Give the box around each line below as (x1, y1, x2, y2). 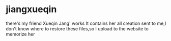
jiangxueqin (6, 4, 57, 15)
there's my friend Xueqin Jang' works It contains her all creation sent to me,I (6, 20, 166, 26)
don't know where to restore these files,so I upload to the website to (6, 25, 149, 31)
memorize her (6, 31, 35, 37)
